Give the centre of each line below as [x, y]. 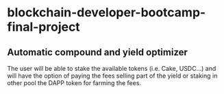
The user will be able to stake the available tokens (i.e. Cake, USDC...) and [112, 68]
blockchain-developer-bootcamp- [107, 13]
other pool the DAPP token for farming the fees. [74, 83]
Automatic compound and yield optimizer [98, 52]
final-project [43, 27]
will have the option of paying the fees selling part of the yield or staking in [112, 76]
